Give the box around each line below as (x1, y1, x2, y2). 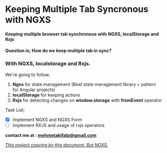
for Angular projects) (12, 86, 55, 92)
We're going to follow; (5, 71, 51, 77)
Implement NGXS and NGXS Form (12, 116, 82, 122)
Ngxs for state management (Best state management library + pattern (12, 81, 156, 87)
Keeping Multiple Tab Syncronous (5, 3, 149, 15)
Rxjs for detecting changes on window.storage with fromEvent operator (12, 97, 162, 103)
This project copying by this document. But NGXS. (5, 141, 109, 148)
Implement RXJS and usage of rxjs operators (12, 122, 105, 128)
